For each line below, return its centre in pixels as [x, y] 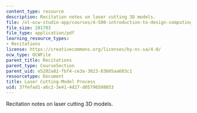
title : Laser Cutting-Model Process [51, 82]
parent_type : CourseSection [40, 66]
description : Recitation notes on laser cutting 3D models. [81, 17]
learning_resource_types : [38, 38]
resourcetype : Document [35, 76]
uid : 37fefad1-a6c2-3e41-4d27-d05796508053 [60, 87]
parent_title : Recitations [39, 60]
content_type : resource [35, 11]
